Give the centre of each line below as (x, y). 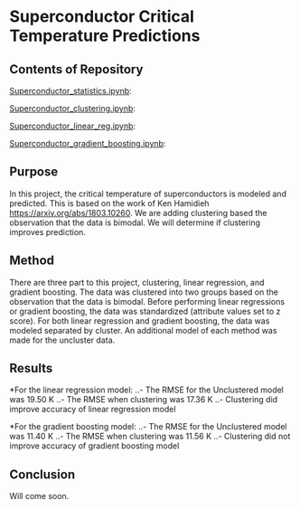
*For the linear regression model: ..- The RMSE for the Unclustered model (147, 390)
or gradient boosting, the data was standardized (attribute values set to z (145, 311)
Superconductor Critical (102, 17)
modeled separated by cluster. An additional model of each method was (143, 330)
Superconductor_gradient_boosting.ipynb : (88, 143)
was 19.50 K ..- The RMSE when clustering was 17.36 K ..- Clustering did (144, 400)
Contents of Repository (76, 69)
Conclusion (42, 474)
